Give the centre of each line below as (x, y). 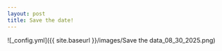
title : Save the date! (41, 20)
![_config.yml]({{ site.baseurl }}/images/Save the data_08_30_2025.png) (112, 40)
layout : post (26, 14)
